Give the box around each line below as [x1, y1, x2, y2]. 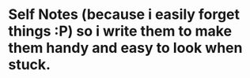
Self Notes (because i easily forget [8, 6, 240, 24]
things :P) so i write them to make [8, 22, 232, 40]
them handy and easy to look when [8, 39, 243, 57]
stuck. [8, 56, 51, 74]
